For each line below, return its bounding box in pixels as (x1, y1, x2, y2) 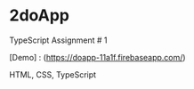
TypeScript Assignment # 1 (9, 35, 109, 45)
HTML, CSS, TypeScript (9, 69, 96, 80)
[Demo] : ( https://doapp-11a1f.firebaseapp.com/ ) (9, 52, 186, 62)
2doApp (9, 5, 69, 26)
